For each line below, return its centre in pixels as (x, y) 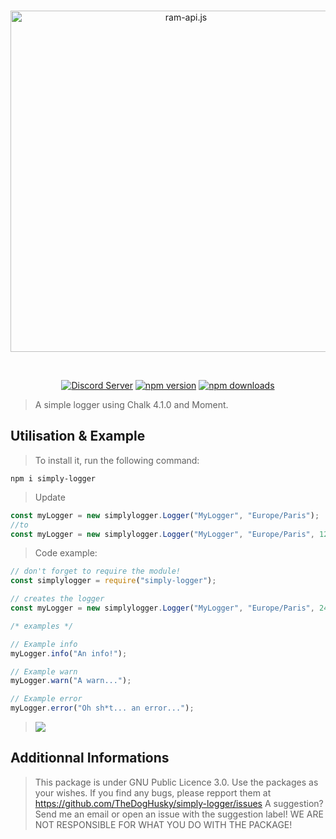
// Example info (44, 644)
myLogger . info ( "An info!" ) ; (69, 653)
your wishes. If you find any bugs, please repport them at (153, 792)
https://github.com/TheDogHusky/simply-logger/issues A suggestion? (179, 803)
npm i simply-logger (53, 478)
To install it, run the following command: (117, 460)
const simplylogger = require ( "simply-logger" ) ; (113, 581)
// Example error (46, 699)
